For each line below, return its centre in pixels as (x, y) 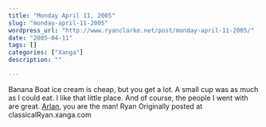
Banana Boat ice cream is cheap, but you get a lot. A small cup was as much (133, 89)
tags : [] (23, 45)
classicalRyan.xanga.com (50, 114)
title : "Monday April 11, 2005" (62, 15)
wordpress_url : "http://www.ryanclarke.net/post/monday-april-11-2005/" (131, 30)
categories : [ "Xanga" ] (46, 52)
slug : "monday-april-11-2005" (59, 23)
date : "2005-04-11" (41, 38)
